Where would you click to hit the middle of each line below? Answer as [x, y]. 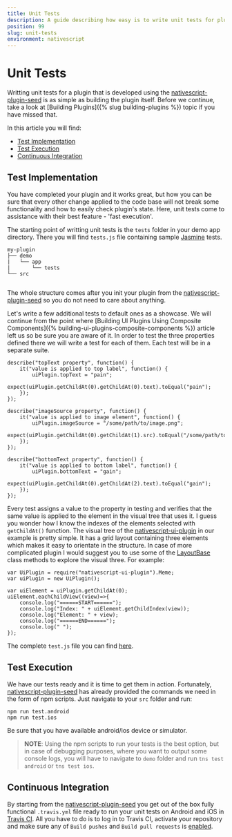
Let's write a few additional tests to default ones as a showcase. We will [109, 313]
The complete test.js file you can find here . [70, 646]
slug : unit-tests [32, 33]
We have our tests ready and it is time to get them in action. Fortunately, [109, 684]
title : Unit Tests [33, 13]
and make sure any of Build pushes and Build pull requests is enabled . [110, 826]
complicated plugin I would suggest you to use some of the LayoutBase [109, 552]
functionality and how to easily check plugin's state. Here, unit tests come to [116, 209]
